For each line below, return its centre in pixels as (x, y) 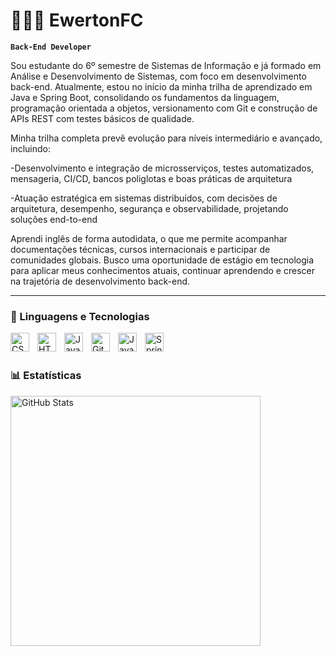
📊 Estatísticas (46, 376)
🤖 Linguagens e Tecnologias (80, 316)
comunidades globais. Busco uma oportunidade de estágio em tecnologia (162, 260)
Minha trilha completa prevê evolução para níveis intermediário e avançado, (166, 138)
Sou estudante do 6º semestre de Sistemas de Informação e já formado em (166, 65)
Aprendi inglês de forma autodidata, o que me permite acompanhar (149, 238)
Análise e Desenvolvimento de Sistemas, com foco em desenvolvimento (158, 76)
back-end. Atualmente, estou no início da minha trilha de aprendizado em (161, 86)
